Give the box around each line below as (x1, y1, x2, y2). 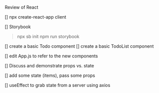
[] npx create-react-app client (5, 14, 66, 20)
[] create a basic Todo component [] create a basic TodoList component (5, 43, 154, 49)
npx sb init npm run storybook (17, 34, 79, 39)
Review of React (5, 5, 39, 10)
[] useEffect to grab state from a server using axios (5, 82, 111, 88)
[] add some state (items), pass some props (5, 72, 95, 78)
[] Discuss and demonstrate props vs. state (5, 63, 94, 68)
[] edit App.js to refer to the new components (5, 53, 98, 59)
